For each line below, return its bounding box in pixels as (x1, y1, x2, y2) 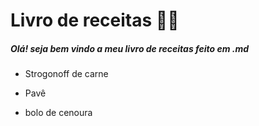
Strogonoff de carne (24, 68, 109, 80)
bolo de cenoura (24, 107, 93, 119)
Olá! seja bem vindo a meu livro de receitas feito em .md (10, 42, 250, 54)
